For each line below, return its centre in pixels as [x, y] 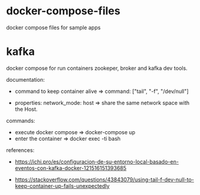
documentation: [26, 79]
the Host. [26, 109]
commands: [21, 120]
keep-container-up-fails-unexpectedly [62, 185]
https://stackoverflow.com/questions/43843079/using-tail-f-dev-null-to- [104, 179]
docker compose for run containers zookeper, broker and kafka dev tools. [97, 68]
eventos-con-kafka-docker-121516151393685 [70, 168]
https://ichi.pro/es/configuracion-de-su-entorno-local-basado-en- [97, 162]
